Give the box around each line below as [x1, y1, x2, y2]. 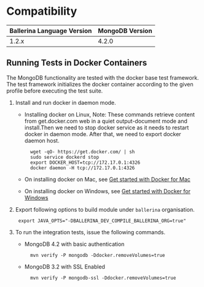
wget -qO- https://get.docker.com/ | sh [29, 148, 135, 155]
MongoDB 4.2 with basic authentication [24, 240, 125, 248]
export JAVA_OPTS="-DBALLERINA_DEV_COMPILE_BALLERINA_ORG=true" [18, 218, 186, 224]
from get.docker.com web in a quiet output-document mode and [24, 117, 187, 124]
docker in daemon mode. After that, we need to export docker [24, 130, 181, 137]
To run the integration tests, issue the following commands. [15, 228, 166, 235]
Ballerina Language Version [9, 26, 92, 35]
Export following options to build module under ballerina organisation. [15, 205, 195, 213]
